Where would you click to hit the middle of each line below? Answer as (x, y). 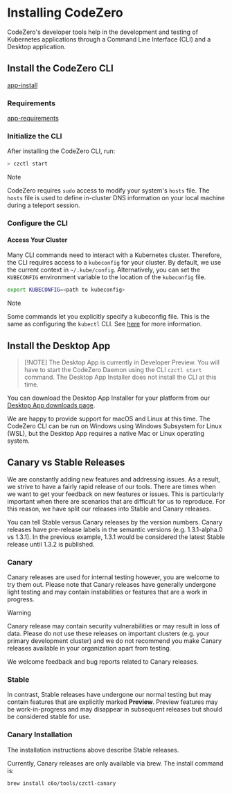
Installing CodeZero (65, 13)
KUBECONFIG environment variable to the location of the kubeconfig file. (107, 277)
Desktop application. (37, 46)
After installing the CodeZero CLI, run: (61, 151)
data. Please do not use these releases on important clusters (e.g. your (108, 634)
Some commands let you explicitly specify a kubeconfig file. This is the (108, 317)
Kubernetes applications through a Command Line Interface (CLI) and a (109, 39)
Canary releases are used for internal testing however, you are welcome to (114, 577)
